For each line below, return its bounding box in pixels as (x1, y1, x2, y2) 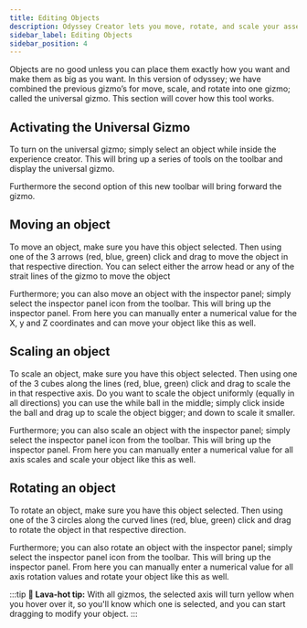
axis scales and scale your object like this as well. (9, 453, 196, 464)
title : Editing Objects (9, 13, 101, 23)
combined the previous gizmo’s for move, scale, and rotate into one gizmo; (9, 83, 291, 94)
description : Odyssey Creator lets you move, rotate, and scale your (9, 22, 281, 31)
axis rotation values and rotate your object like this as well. (9, 570, 230, 581)
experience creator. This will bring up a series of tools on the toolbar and (9, 154, 283, 165)
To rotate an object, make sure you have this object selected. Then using (9, 505, 283, 516)
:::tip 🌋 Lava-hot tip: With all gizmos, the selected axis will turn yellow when (9, 589, 295, 600)
